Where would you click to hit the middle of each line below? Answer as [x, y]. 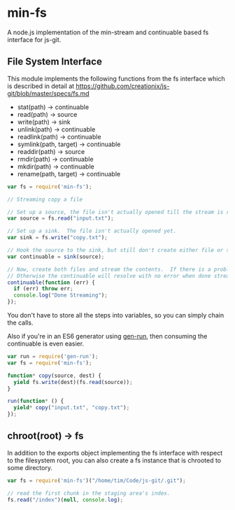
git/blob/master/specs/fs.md [48, 93]
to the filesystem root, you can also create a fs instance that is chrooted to [114, 460]
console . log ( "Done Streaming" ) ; [61, 295]
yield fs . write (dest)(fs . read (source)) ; [73, 382]
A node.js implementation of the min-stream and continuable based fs [108, 32]
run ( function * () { [36, 401]
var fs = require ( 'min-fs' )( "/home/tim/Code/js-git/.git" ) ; [97, 481]
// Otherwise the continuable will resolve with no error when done [109, 276]
